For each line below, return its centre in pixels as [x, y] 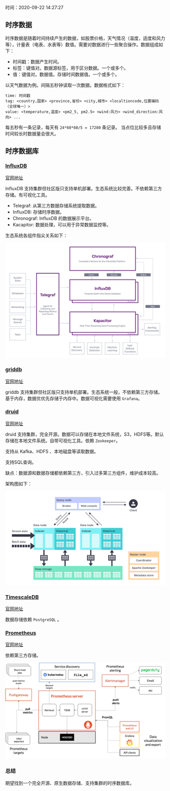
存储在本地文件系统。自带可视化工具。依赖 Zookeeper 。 [63, 440]
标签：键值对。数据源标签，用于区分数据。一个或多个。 [70, 68]
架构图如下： [19, 484]
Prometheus [21, 633]
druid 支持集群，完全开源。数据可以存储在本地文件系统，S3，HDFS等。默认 [84, 434]
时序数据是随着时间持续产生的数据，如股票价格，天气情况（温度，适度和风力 [85, 38]
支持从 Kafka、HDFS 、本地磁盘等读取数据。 [52, 451]
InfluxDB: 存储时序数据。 [38, 212]
